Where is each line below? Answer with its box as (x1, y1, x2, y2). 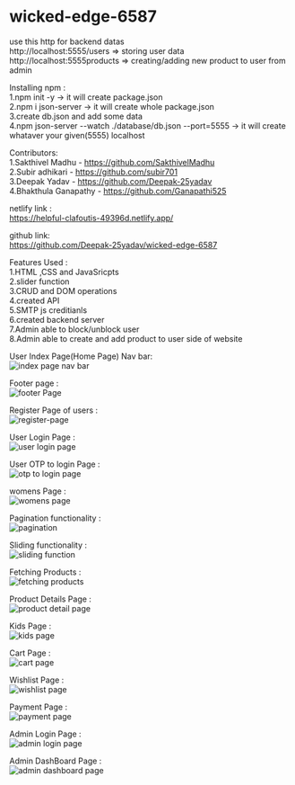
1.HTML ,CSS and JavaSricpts (9, 266, 119, 277)
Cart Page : (9, 647, 51, 658)
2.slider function (9, 276, 70, 287)
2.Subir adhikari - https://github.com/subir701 (9, 166, 178, 177)
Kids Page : (9, 620, 52, 631)
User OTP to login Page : (9, 459, 100, 469)
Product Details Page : (9, 593, 92, 604)
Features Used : (9, 256, 68, 267)
